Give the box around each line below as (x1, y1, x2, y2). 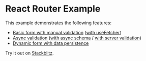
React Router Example (5, 3, 101, 15)
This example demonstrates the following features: (5, 20, 112, 26)
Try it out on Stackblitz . (5, 50, 54, 56)
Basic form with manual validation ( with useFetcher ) (12, 29, 122, 35)
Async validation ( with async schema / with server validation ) (12, 35, 141, 41)
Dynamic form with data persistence (12, 40, 89, 46)
